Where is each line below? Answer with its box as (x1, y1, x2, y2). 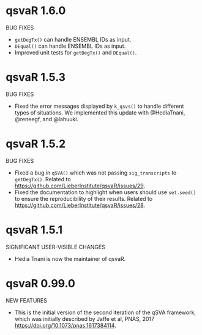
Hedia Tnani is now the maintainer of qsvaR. (14, 255, 126, 262)
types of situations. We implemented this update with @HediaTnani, (14, 108, 185, 116)
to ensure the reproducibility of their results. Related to (14, 195, 153, 202)
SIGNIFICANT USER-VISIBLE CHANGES (6, 243, 105, 250)
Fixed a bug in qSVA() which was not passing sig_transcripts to (14, 169, 177, 176)
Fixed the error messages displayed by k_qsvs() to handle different (14, 102, 184, 110)
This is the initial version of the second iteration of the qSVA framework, (14, 309, 196, 316)
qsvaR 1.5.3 (6, 70, 65, 85)
